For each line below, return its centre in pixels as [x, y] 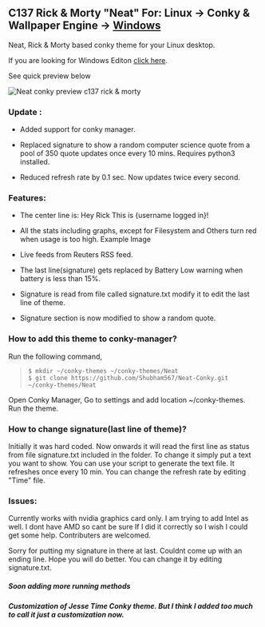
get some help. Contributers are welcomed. [80, 535]
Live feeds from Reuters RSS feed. [76, 255]
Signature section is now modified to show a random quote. [118, 318]
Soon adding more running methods [69, 585]
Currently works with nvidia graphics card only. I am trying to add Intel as [129, 518]
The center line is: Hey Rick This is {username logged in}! [114, 216]
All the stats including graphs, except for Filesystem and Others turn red [138, 231]
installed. [35, 162]
